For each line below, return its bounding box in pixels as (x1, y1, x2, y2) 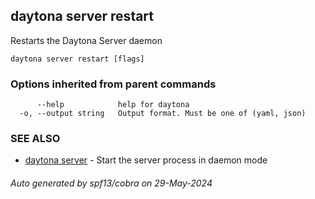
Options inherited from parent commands (10, 77, 217, 91)
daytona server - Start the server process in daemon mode (24, 154, 268, 166)
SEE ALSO (10, 132, 61, 146)
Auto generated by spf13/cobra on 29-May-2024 (10, 177, 213, 189)
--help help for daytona (36, 100, 190, 110)
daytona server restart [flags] (10, 54, 145, 64)
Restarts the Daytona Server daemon (10, 34, 163, 46)
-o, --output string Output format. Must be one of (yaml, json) (19, 109, 307, 119)
